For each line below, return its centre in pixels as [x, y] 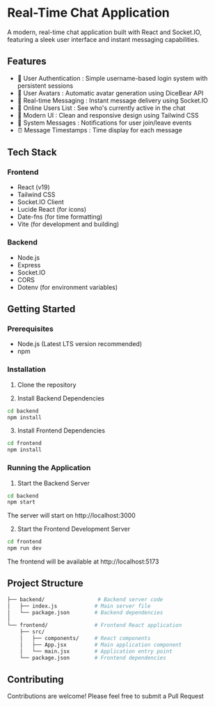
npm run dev [24, 548]
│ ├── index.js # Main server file [79, 606]
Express [29, 265]
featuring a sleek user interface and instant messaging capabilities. [103, 39]
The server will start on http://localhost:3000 [71, 515]
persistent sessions [45, 86]
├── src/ [32, 632]
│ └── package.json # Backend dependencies [85, 612]
